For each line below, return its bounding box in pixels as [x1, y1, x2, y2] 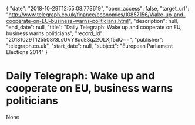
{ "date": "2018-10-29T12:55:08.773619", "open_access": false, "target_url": [6, 5, 190, 12]
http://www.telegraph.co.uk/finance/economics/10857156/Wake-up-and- [8, 11, 186, 18]
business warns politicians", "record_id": [6, 30, 105, 37]
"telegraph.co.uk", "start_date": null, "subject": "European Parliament [6, 42, 173, 49]
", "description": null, [128, 18, 179, 24]
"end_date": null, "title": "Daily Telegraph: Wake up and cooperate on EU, [6, 23, 182, 31]
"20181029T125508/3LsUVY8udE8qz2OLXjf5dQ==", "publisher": [6, 36, 163, 43]
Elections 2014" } [6, 49, 48, 55]
